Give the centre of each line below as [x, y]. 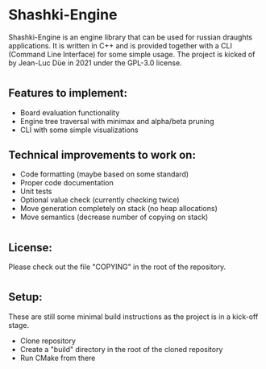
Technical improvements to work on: [102, 155]
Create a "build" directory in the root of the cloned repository [121, 349]
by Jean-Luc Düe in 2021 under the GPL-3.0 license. [96, 63]
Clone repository [48, 341]
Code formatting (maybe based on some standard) [104, 174]
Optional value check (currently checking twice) [100, 200]
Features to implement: [68, 93]
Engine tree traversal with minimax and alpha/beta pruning [117, 121]
